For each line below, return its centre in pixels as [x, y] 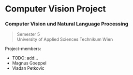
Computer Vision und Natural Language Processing [67, 24]
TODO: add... [25, 58]
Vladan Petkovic [28, 68]
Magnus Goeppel [29, 63]
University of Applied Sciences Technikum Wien [65, 39]
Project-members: [23, 49]
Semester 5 [28, 34]
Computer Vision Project [56, 9]
